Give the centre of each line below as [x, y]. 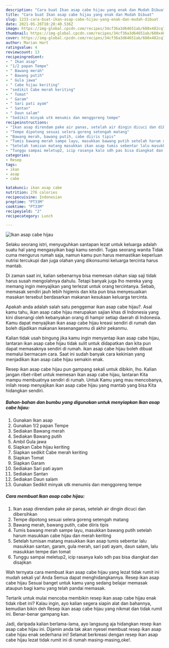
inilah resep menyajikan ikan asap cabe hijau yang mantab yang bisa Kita [81, 385]
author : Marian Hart [27, 43]
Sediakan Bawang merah [39, 431]
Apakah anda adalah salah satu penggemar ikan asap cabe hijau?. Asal [79, 307]
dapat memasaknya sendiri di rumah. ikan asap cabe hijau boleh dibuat [79, 349]
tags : [11, 164]
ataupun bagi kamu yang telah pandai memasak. [56, 588]
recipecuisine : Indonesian [34, 197]
